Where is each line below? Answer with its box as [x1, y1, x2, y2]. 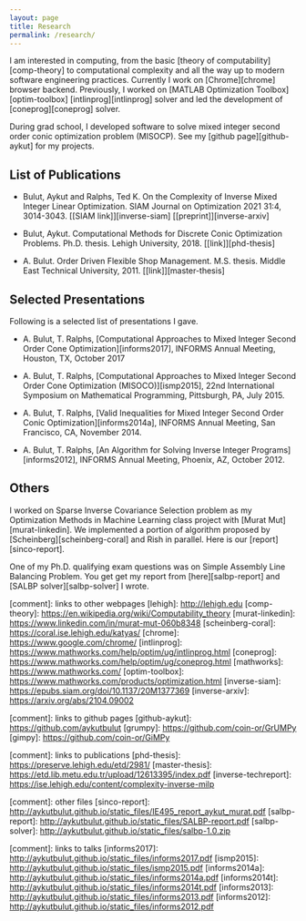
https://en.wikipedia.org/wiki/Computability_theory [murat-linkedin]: [40, 608, 296, 619]
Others [9, 480, 50, 496]
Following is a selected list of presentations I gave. [9, 316, 199, 326]
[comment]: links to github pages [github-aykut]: [9, 712, 192, 723]
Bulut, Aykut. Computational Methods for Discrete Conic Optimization [22, 229, 282, 240]
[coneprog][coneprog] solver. [9, 104, 121, 115]
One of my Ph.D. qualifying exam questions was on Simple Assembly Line [9, 561, 286, 572]
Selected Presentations [9, 292, 146, 307]
